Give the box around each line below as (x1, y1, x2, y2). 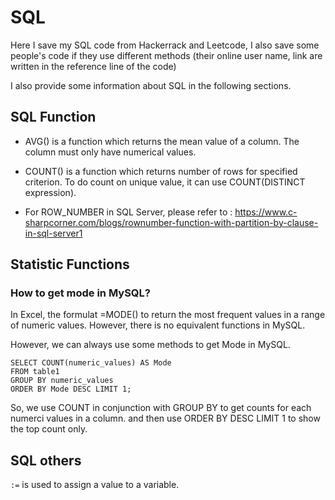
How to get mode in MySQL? (10, 286, 151, 300)
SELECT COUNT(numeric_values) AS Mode (10, 358, 172, 368)
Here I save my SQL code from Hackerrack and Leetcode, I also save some (10, 39, 320, 51)
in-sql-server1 (24, 227, 83, 239)
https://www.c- (234, 206, 298, 218)
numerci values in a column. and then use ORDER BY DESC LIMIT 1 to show (10, 412, 321, 425)
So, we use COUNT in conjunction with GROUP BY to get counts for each (10, 402, 312, 414)
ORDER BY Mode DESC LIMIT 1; (10, 384, 132, 395)
